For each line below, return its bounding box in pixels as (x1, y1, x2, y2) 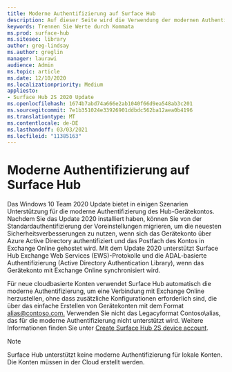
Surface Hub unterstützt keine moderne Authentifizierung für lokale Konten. (7, 351, 223, 359)
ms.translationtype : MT (7, 113, 76, 120)
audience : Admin (7, 62, 54, 69)
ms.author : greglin (7, 49, 64, 56)
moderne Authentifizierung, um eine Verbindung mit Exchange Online (7, 287, 205, 295)
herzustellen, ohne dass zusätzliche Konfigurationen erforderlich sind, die (7, 294, 217, 303)
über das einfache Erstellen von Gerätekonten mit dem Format (7, 302, 184, 310)
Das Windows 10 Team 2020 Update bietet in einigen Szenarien (7, 200, 188, 209)
